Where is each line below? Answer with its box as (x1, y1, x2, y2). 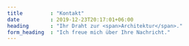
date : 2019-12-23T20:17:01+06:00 (7, 16, 134, 23)
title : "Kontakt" (7, 9, 85, 17)
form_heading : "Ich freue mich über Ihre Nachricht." (7, 28, 170, 36)
